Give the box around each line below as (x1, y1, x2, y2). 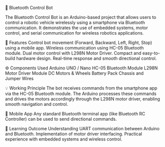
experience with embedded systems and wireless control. (5, 136, 123, 142)
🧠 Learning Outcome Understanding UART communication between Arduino (5, 126, 160, 131)
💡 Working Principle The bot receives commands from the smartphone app (5, 85, 158, 91)
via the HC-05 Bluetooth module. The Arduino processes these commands (5, 91, 157, 97)
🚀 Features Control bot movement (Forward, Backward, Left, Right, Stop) (5, 40, 153, 46)
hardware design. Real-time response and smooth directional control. (16, 55, 157, 61)
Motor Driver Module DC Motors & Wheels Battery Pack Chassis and (5, 70, 144, 76)
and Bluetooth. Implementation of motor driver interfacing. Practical (5, 131, 142, 137)
